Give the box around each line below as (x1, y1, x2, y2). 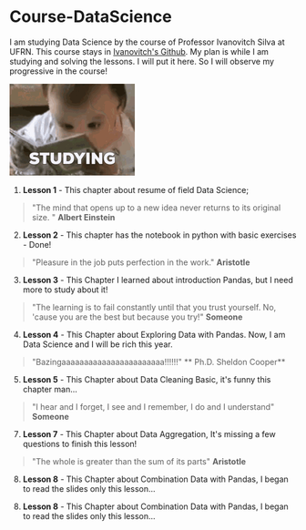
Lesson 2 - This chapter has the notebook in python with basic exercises (22, 229, 297, 240)
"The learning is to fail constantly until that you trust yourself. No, (31, 301, 277, 312)
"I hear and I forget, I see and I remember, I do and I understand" (31, 401, 275, 412)
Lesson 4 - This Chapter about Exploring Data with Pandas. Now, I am (22, 329, 286, 340)
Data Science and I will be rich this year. (22, 339, 173, 350)
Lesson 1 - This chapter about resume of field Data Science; (22, 184, 249, 195)
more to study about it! (22, 284, 108, 295)
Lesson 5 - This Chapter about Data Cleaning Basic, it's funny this (22, 373, 271, 384)
